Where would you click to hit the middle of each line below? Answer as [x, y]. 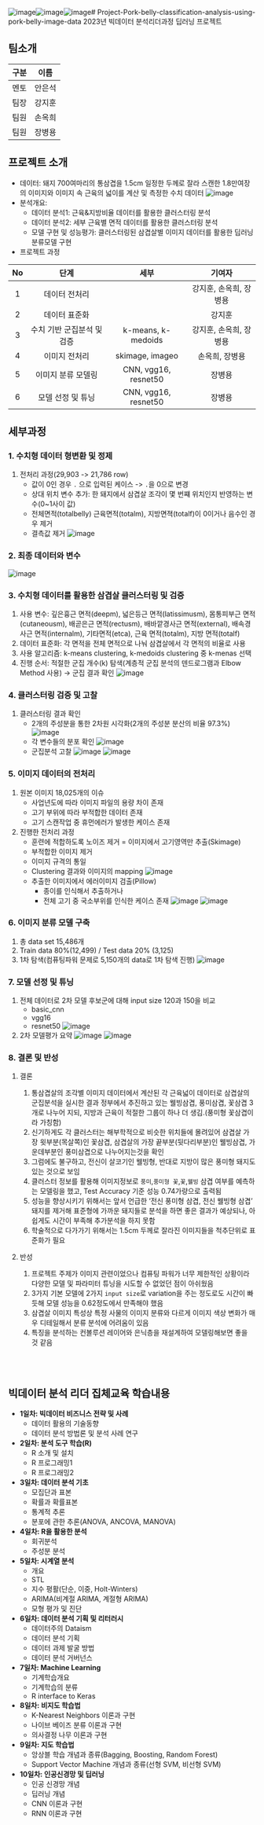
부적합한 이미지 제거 [62, 851]
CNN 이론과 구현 [57, 1804]
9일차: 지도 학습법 [47, 1745]
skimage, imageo [147, 355]
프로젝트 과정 [40, 252]
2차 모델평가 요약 [46, 1036]
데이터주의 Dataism [61, 1629]
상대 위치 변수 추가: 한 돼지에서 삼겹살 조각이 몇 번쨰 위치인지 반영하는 [138, 494]
